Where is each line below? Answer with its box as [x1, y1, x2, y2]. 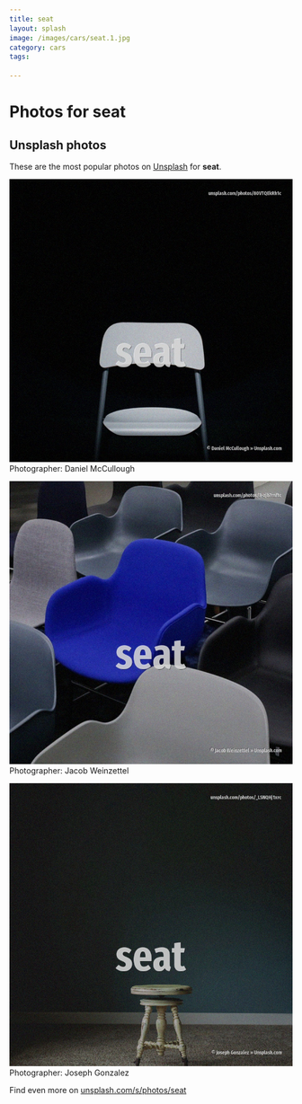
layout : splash [9, 23, 67, 33]
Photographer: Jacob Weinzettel [9, 765, 129, 776]
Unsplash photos [9, 137, 107, 153]
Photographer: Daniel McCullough [9, 464, 136, 473]
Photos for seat [9, 102, 127, 122]
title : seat [9, 14, 54, 23]
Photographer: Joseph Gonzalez [9, 1067, 129, 1078]
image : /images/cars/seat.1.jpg [9, 33, 130, 42]
